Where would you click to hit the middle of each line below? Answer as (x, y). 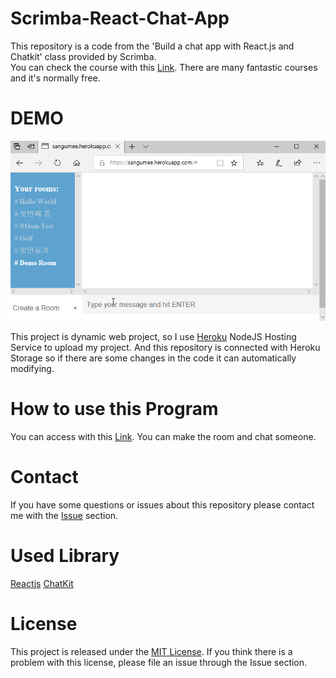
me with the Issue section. (64, 515)
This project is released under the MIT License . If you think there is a (151, 651)
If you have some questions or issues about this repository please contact (162, 504)
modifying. (32, 368)
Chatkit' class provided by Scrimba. (83, 56)
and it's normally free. (55, 78)
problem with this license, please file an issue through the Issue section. (159, 662)
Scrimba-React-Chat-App (120, 18)
